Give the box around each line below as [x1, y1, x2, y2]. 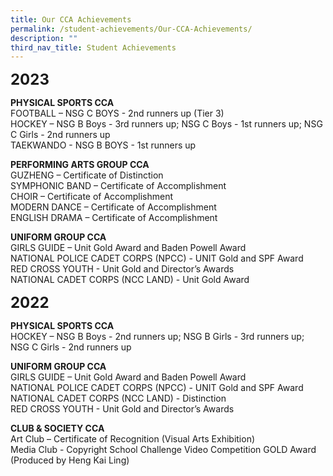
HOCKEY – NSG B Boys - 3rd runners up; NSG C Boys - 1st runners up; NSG [10, 118, 323, 130]
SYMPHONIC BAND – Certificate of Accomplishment [10, 180, 227, 192]
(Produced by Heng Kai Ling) [10, 454, 130, 466]
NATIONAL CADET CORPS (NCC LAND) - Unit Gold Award [10, 274, 250, 286]
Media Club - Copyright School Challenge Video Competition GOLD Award [10, 444, 317, 456]
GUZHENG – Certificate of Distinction [10, 169, 164, 181]
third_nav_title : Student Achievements [10, 42, 177, 53]
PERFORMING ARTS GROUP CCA [10, 159, 150, 171]
